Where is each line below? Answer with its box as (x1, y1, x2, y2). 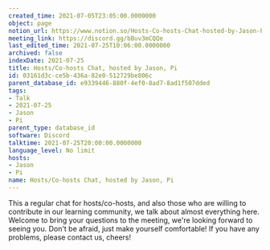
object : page (8, 19, 52, 27)
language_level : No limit (8, 146, 95, 154)
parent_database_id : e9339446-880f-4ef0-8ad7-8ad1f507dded (8, 79, 211, 87)
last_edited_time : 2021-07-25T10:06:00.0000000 (8, 42, 171, 50)
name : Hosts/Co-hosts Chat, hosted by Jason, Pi (8, 176, 174, 185)
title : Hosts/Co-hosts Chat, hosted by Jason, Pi (8, 64, 178, 72)
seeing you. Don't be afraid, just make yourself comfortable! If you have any (8, 223, 260, 233)
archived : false (8, 49, 63, 57)
